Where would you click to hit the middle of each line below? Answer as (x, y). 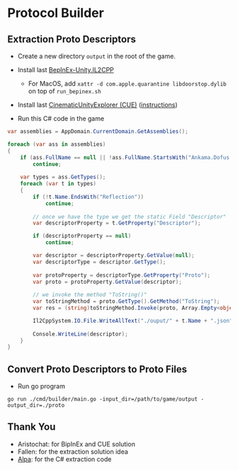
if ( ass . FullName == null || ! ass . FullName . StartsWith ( (104, 157)
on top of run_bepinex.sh (64, 91)
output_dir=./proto (36, 406)
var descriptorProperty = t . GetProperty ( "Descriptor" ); (117, 223)
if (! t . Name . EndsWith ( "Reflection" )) (88, 197)
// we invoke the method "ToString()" (90, 295)
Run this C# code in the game (61, 119)
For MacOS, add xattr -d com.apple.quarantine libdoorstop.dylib (127, 84)
